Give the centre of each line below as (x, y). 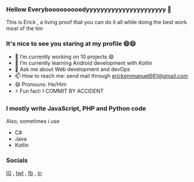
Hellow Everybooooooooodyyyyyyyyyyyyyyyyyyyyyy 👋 (89, 9)
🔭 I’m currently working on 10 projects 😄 (64, 57)
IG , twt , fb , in (24, 173)
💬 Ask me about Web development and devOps (72, 69)
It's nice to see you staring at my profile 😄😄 (71, 44)
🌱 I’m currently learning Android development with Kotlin (83, 63)
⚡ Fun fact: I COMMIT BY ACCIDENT (59, 91)
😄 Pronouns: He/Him (41, 84)
